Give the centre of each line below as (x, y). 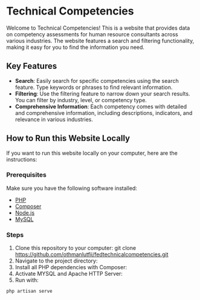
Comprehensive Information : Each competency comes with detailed (101, 106)
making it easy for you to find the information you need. (76, 47)
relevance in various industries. (54, 119)
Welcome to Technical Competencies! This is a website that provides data (98, 28)
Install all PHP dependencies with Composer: (71, 267)
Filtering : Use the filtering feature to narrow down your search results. (102, 93)
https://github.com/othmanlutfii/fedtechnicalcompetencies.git (92, 255)
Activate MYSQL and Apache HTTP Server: (69, 274)
